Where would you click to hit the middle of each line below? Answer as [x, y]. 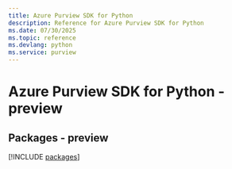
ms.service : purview [43, 52]
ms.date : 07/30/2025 [43, 30]
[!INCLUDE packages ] [44, 157]
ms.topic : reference [43, 38]
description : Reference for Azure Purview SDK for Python [106, 23]
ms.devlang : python [41, 45]
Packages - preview [58, 138]
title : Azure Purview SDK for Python [71, 15]
